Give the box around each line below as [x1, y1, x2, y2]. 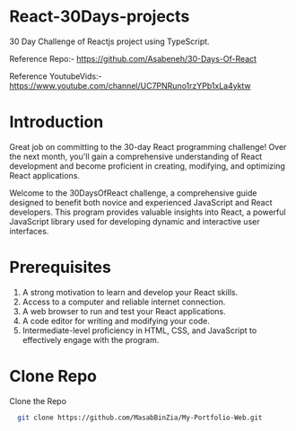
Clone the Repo [9, 395, 67, 406]
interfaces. [9, 225, 49, 236]
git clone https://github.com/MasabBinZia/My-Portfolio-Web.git [17, 413, 263, 422]
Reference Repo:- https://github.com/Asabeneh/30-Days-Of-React [9, 53, 257, 64]
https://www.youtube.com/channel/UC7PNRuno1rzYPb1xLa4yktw [9, 80, 251, 91]
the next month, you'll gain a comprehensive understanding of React [9, 151, 263, 162]
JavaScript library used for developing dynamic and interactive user [9, 215, 260, 226]
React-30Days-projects [9, 6, 190, 27]
